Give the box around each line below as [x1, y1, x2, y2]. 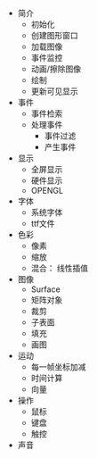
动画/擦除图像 [30, 63, 82, 74]
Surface [30, 284, 61, 295]
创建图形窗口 [30, 30, 78, 40]
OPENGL [30, 186, 64, 196]
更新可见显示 [30, 86, 78, 96]
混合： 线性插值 [30, 262, 89, 273]
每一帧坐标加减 [30, 362, 86, 372]
